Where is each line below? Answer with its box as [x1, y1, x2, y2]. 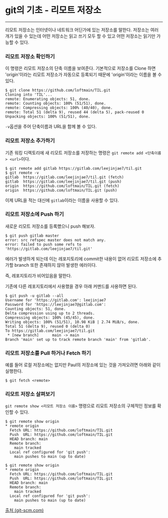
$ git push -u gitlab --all [5, 293, 64, 298]
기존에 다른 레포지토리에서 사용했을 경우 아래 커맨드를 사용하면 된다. [5, 283, 137, 289]
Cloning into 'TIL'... [5, 92, 52, 98]
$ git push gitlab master [5, 233, 59, 238]
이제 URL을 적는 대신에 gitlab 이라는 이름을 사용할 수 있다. [5, 197, 119, 203]
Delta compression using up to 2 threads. [5, 311, 95, 316]
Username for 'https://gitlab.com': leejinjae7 [5, 297, 106, 303]
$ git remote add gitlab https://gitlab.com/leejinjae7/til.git [5, 166, 142, 171]
